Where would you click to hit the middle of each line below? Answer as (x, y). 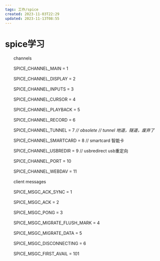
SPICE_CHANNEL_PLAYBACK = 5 (47, 110)
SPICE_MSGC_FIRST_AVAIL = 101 (46, 254)
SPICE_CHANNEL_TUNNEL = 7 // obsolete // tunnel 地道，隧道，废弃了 (84, 130)
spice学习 (25, 44)
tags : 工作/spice (22, 9)
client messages (30, 182)
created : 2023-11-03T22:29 (32, 14)
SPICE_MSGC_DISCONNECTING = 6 (50, 244)
